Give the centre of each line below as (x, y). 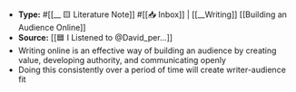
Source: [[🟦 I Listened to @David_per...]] (95, 37)
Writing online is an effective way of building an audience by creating (147, 51)
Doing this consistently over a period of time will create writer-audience (152, 69)
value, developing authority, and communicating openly (122, 60)
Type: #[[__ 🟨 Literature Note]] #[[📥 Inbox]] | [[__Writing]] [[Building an (153, 14)
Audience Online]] (52, 28)
